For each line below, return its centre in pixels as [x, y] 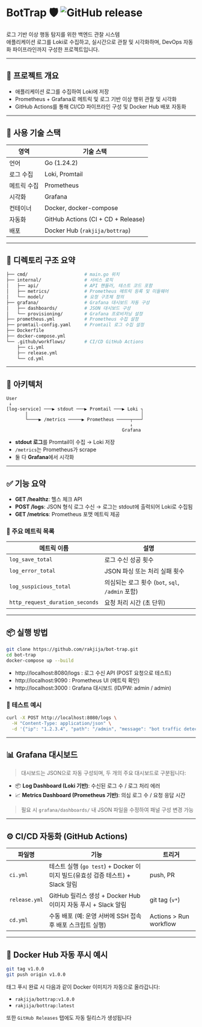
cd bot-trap [21, 655]
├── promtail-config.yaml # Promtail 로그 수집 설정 [75, 325]
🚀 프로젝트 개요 [32, 76]
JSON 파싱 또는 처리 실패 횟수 [144, 572]
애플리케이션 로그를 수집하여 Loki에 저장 [62, 91]
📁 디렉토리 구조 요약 [41, 260]
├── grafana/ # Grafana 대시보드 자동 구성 [78, 303]
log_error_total [32, 571]
